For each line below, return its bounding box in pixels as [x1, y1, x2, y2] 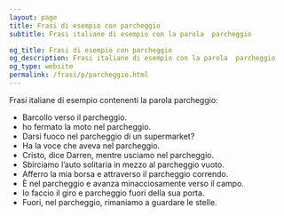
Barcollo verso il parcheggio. [21, 112, 127, 123]
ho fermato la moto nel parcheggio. [21, 121, 152, 132]
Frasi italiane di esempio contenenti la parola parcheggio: [9, 94, 219, 105]
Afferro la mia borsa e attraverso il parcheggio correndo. [21, 168, 229, 179]
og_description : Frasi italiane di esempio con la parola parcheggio [9, 54, 276, 63]
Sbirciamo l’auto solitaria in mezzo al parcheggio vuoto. [21, 159, 225, 170]
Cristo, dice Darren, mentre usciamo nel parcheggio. [21, 149, 215, 160]
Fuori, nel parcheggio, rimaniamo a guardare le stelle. [21, 196, 217, 207]
